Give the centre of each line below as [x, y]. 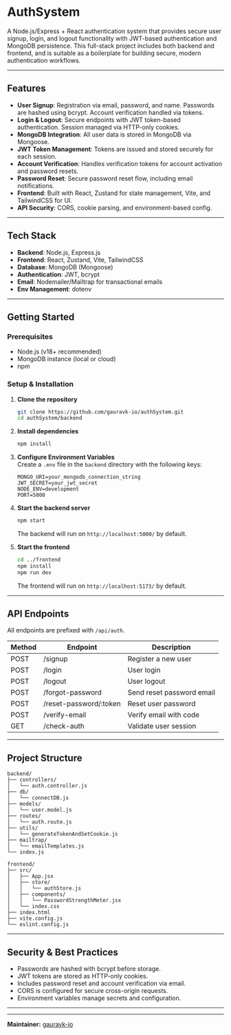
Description [171, 647]
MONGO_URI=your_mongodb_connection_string [79, 477]
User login [144, 670]
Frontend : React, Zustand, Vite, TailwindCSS [80, 260]
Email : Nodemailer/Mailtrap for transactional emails [90, 281]
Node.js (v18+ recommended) [59, 351]
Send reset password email [171, 693]
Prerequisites [30, 336]
